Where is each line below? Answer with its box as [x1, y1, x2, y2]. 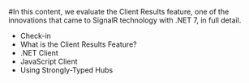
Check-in [19, 31, 51, 40]
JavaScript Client [19, 56, 78, 66]
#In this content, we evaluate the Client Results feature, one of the [8, 7, 230, 16]
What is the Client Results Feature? [19, 39, 137, 49]
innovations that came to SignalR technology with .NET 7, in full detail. [8, 15, 242, 25]
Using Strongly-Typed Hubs [19, 65, 114, 75]
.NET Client [19, 48, 58, 57]
